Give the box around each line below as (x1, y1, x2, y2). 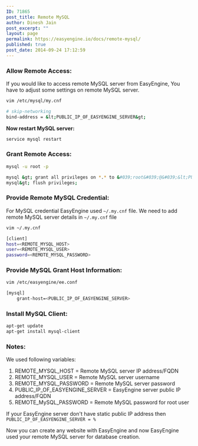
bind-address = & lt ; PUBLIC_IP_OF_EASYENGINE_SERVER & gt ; (6, 114, 146, 120)
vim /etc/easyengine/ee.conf (6, 279, 78, 286)
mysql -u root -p (6, 163, 49, 169)
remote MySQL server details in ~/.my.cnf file (6, 214, 117, 221)
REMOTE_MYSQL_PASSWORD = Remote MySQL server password (14, 380, 176, 387)
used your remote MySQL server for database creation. (6, 433, 140, 441)
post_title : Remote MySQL (6, 14, 70, 20)
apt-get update (6, 323, 44, 329)
